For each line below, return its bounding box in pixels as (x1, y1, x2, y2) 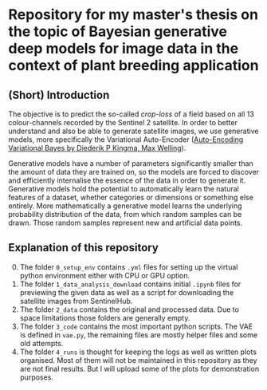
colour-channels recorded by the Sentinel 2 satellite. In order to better (8, 118, 238, 127)
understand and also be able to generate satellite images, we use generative (8, 126, 259, 136)
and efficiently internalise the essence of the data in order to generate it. (8, 175, 246, 185)
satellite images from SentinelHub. (19, 296, 133, 305)
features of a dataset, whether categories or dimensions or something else (8, 193, 253, 202)
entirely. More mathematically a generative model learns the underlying (8, 201, 242, 211)
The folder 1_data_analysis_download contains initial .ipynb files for (19, 279, 241, 289)
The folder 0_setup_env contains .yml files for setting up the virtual (19, 262, 238, 272)
